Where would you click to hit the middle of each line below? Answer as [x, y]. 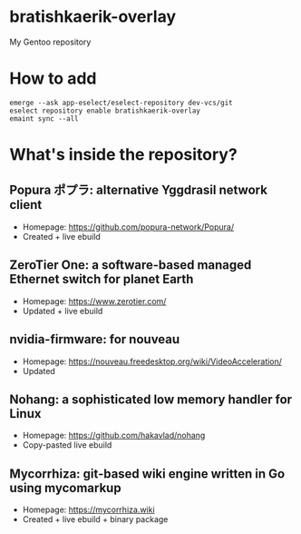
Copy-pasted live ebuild [67, 445]
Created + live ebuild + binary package [95, 519]
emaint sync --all [44, 119]
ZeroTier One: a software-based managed [131, 265]
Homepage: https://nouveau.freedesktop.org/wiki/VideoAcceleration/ [152, 361]
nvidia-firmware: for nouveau [95, 339]
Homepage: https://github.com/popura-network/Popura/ [128, 227]
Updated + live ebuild [63, 311]
